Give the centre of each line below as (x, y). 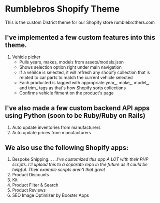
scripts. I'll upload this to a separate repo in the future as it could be (80, 164)
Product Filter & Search (35, 185)
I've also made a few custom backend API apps (77, 108)
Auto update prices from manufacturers (51, 132)
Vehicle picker (26, 57)
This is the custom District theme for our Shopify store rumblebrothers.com (80, 22)
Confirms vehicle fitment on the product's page (66, 93)
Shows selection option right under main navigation (70, 67)
